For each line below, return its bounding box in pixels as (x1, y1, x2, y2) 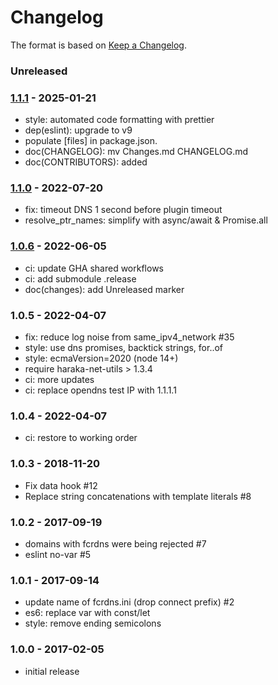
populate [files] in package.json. (24, 135, 158, 147)
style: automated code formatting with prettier (24, 114, 215, 126)
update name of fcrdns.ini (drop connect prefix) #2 (24, 596, 235, 608)
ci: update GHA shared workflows (24, 262, 165, 274)
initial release (24, 665, 80, 677)
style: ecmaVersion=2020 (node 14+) (24, 352, 179, 365)
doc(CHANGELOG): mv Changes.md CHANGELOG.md (24, 146, 248, 158)
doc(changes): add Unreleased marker (24, 283, 185, 295)
